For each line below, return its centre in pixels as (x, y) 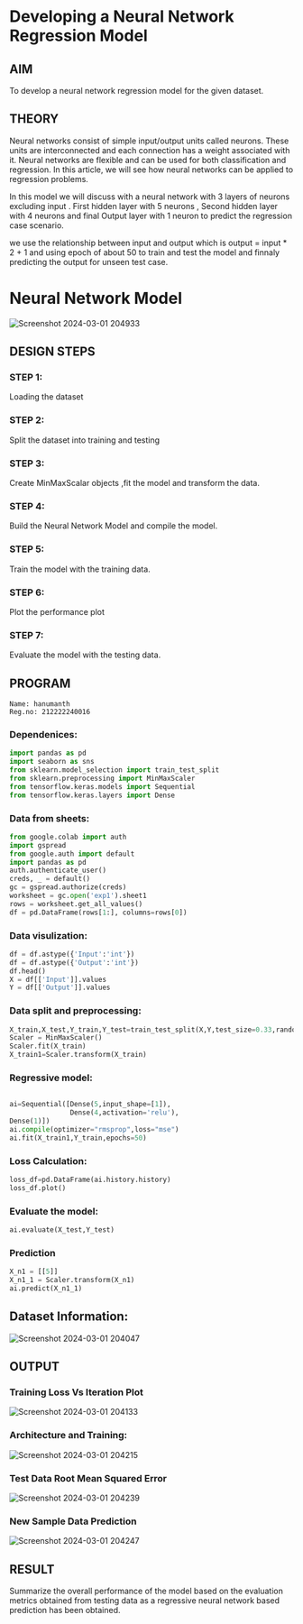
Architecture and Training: (69, 1436)
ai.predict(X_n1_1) (46, 1289)
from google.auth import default (72, 854)
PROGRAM (40, 683)
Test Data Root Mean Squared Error (88, 1478)
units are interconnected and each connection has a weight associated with (150, 150)
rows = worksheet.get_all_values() (76, 904)
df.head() (28, 971)
